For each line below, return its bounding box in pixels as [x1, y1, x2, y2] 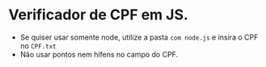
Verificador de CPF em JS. [8, 6, 188, 24]
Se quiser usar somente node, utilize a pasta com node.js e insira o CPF [19, 32, 259, 42]
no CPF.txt [19, 40, 57, 50]
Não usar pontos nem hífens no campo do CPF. [19, 49, 179, 59]
